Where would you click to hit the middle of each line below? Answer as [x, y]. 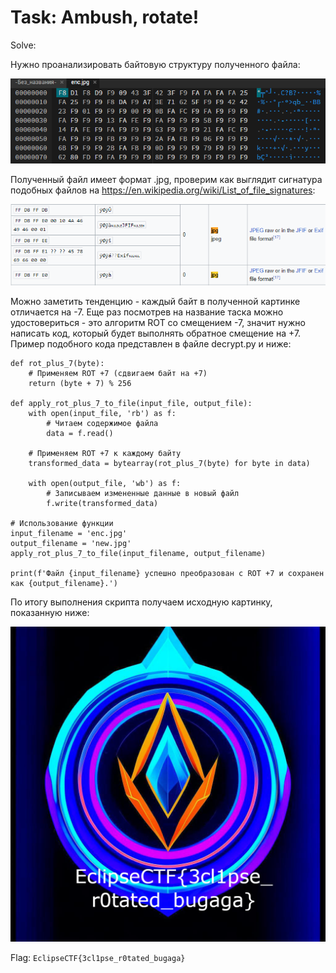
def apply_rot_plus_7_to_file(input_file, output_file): [131, 404]
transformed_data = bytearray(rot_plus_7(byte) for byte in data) [169, 464]
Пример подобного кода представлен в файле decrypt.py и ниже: [151, 344]
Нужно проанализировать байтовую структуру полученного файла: [155, 64]
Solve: [23, 45]
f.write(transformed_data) [102, 504]
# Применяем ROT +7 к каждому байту [105, 454]
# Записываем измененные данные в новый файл [143, 494]
